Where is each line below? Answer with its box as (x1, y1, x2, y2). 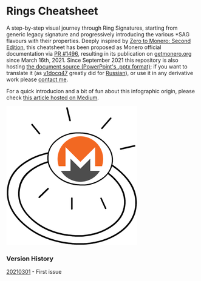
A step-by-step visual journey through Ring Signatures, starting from (6, 24, 178, 31)
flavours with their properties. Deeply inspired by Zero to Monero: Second (6, 37, 191, 44)
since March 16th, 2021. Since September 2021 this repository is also (6, 56, 179, 64)
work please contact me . (6, 76, 69, 83)
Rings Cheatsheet (6, 4, 98, 18)
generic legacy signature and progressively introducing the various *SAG (6, 30, 190, 38)
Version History (6, 254, 53, 263)
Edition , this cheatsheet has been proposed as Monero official (6, 44, 162, 51)
